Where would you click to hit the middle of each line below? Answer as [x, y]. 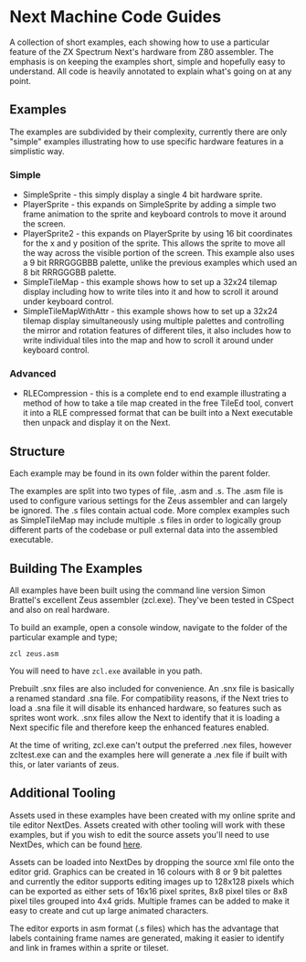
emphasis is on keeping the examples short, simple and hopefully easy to [148, 61]
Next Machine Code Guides [116, 17]
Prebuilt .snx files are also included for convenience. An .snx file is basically [152, 688]
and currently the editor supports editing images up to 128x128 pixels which [152, 881]
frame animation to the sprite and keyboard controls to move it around [154, 214]
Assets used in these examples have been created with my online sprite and [153, 815]
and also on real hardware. [60, 609]
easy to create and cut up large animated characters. [109, 910]
